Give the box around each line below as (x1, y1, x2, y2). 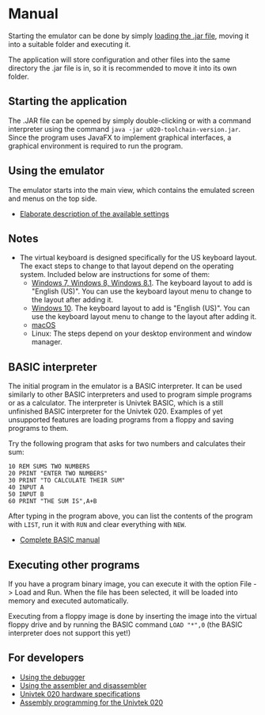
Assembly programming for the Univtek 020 (19, 698, 164, 707)
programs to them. (8, 424, 69, 433)
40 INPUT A (8, 483, 44, 492)
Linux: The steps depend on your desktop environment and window (31, 329, 252, 338)
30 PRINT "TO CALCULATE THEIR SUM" (8, 477, 126, 485)
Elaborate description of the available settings (19, 209, 170, 218)
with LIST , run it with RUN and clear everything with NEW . (8, 520, 187, 529)
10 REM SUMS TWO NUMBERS (8, 463, 90, 471)
